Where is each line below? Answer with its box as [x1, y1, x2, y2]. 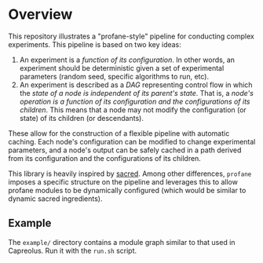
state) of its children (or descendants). [19, 113, 144, 122]
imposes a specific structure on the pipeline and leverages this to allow [8, 177, 238, 186]
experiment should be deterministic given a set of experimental [19, 63, 225, 72]
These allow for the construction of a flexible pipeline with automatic [8, 128, 230, 138]
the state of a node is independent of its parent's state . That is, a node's [19, 88, 254, 97]
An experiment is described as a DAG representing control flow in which [19, 80, 253, 89]
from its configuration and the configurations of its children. [8, 153, 202, 163]
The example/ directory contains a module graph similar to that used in [8, 237, 236, 247]
